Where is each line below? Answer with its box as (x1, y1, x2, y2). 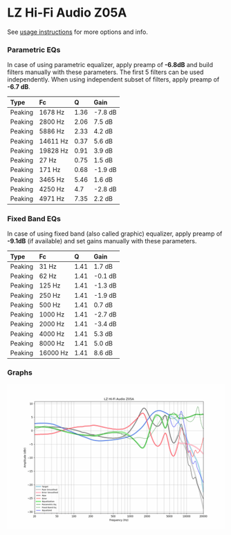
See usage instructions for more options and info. (7, 28, 149, 36)
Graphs (7, 368, 33, 377)
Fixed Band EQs (7, 214, 61, 223)
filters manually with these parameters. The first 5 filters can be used (7, 68, 204, 77)
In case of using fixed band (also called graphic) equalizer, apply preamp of (7, 229, 223, 238)
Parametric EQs (7, 45, 61, 55)
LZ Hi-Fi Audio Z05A (7, 5, 127, 21)
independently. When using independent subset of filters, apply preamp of (7, 75, 220, 84)
